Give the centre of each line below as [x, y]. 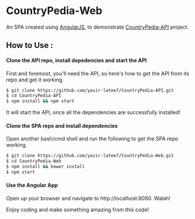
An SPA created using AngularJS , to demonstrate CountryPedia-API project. [97, 27]
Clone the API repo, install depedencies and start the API [76, 60]
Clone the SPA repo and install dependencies [62, 126]
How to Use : [30, 45]
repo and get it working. [35, 80]
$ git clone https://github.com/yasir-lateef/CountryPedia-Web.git [90, 156]
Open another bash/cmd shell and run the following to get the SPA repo [92, 139]
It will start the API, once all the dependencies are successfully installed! [93, 112]
